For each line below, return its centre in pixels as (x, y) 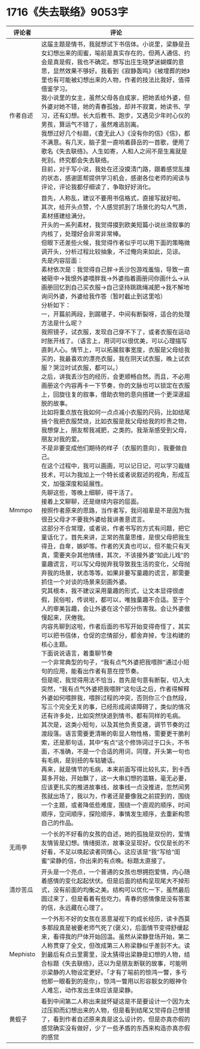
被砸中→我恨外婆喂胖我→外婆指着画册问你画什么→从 (115, 278)
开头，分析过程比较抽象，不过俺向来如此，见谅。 (116, 252)
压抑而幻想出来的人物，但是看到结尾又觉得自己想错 (119, 1010)
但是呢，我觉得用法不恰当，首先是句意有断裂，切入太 (116, 680)
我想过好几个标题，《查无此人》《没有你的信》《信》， (113, 133)
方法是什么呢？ (62, 323)
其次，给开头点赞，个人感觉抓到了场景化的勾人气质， (116, 207)
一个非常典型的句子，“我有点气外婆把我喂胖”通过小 (112, 662)
